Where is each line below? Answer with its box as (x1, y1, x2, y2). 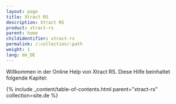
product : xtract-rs (6, 25, 54, 31)
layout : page (6, 8, 38, 15)
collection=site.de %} (6, 92, 59, 99)
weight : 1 (6, 47, 31, 53)
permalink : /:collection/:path (6, 41, 83, 47)
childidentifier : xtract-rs (6, 36, 75, 41)
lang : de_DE (6, 52, 35, 58)
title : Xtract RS (6, 14, 49, 20)
